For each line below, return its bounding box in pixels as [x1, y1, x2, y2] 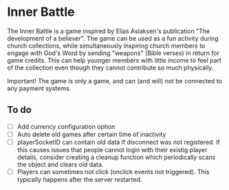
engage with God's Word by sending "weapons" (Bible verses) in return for [7, 49, 220, 57]
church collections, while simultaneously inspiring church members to [7, 41, 206, 50]
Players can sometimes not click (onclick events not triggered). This [17, 167, 210, 176]
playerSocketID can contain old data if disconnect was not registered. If [17, 138, 221, 146]
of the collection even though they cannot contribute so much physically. [7, 63, 214, 72]
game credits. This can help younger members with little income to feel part [7, 56, 222, 64]
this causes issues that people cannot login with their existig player [17, 145, 208, 154]
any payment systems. [7, 84, 72, 92]
